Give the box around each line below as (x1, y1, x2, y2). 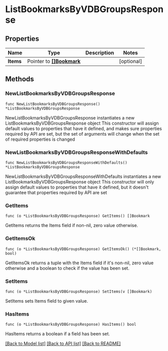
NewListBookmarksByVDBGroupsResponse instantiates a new (5, 114, 135, 121)
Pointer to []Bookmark (27, 58, 81, 65)
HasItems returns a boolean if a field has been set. (5, 331, 110, 337)
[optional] (119, 58, 142, 65)
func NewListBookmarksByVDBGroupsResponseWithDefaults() (5, 160, 128, 165)
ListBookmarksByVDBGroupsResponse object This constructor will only (5, 179, 154, 185)
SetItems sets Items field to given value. (5, 298, 88, 304)
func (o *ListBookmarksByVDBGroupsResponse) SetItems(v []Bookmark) (5, 289, 152, 294)
